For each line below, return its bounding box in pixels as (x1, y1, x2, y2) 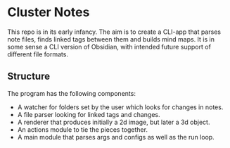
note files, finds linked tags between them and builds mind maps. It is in (7, 35, 215, 43)
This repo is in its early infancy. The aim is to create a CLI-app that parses (7, 27, 222, 36)
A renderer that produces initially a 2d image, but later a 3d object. (17, 118, 210, 126)
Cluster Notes (7, 4, 90, 20)
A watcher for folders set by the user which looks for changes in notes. (17, 103, 224, 111)
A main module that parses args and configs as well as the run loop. (17, 132, 215, 141)
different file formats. (7, 50, 69, 58)
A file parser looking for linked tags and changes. (17, 110, 160, 118)
